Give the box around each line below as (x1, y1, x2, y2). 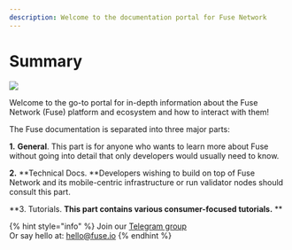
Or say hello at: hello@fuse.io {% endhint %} (9, 230, 173, 240)
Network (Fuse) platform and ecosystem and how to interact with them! (9, 106, 270, 117)
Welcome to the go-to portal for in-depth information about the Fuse (9, 97, 258, 107)
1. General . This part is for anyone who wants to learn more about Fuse (9, 141, 269, 152)
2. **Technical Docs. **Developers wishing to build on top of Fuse (9, 168, 255, 178)
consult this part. (9, 186, 71, 197)
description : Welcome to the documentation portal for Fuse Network (9, 12, 267, 22)
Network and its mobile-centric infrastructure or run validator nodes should (9, 176, 284, 187)
